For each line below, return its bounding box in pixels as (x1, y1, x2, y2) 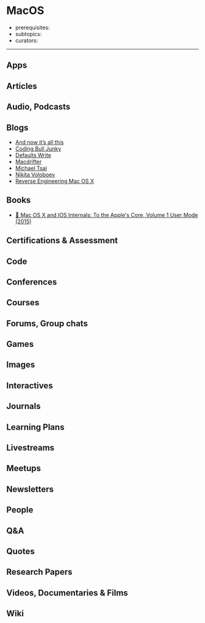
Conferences (6, 277, 57, 287)
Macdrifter (15, 158, 42, 165)
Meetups (6, 463, 41, 474)
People (6, 505, 34, 515)
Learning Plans (6, 422, 65, 432)
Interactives (6, 380, 53, 391)
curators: (15, 37, 38, 44)
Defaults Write (15, 151, 52, 158)
